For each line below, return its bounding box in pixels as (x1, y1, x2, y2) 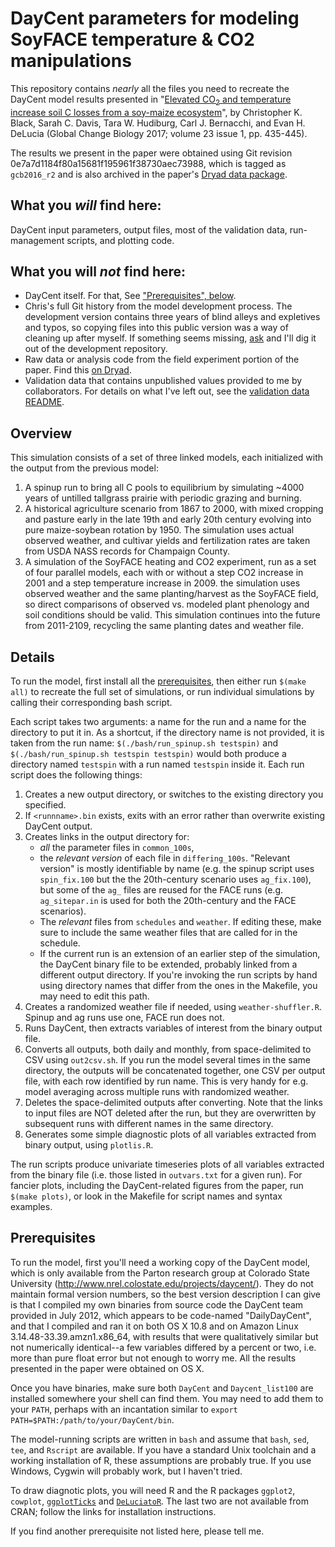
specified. (24, 798, 67, 811)
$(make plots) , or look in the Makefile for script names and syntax (10, 1190, 283, 1202)
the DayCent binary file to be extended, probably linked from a (39, 958, 298, 970)
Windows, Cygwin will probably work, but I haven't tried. (10, 1465, 243, 1477)
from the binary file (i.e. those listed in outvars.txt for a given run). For (10, 1168, 303, 1181)
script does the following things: (10, 768, 143, 781)
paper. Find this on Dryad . (24, 364, 132, 376)
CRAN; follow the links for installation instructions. (10, 1505, 217, 1517)
